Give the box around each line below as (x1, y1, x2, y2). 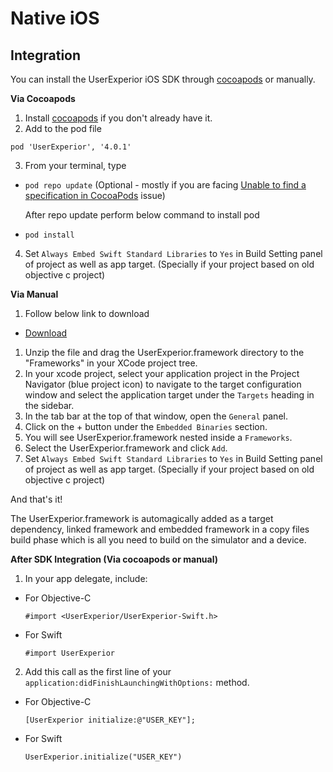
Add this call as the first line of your (24, 666, 172, 677)
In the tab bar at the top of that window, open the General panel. (24, 410, 288, 422)
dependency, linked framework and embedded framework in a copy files (10, 523, 310, 535)
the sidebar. (24, 400, 75, 411)
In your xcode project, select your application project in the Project (24, 368, 300, 379)
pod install (24, 230, 75, 240)
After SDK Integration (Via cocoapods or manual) (10, 553, 219, 565)
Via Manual (10, 288, 59, 300)
